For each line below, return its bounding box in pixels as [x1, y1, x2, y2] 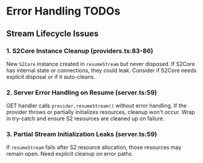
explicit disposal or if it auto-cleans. [6, 73, 96, 80]
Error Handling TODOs [6, 4, 121, 18]
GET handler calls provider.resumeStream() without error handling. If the [6, 102, 187, 110]
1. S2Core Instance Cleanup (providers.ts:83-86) [6, 47, 153, 55]
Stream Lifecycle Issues [6, 28, 99, 39]
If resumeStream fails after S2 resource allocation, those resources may [6, 144, 182, 151]
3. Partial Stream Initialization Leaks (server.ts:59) [6, 130, 158, 139]
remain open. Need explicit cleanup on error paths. [6, 150, 133, 158]
